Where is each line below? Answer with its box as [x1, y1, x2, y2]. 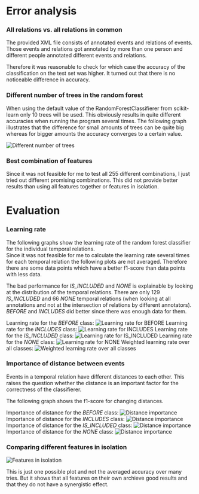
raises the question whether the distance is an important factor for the [6, 379, 179, 386]
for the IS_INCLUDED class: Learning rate [6, 332, 192, 339]
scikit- [173, 105, 189, 112]
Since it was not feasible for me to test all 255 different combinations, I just [6, 170, 190, 178]
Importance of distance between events [6, 359, 125, 368]
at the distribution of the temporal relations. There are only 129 [6, 288, 160, 295]
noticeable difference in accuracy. [6, 76, 90, 83]
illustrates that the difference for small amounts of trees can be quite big [6, 124, 184, 131]
